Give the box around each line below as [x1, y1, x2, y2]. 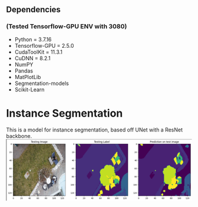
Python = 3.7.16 [14, 35, 52, 43]
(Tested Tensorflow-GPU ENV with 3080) [6, 22, 127, 31]
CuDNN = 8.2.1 [14, 54, 51, 61]
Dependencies [6, 5, 61, 15]
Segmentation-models [14, 80, 69, 87]
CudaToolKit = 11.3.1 [14, 48, 63, 55]
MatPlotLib [14, 73, 41, 80]
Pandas [14, 67, 34, 74]
